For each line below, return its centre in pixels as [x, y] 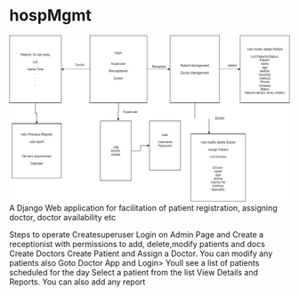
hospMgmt [50, 16]
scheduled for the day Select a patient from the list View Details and [134, 272]
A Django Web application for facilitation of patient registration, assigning [143, 208]
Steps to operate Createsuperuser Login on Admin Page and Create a [137, 234]
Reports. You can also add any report [77, 282]
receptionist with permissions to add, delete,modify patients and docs [137, 244]
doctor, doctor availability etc [63, 217]
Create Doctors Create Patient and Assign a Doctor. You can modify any [141, 253]
